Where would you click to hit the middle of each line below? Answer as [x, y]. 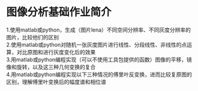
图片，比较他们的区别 [32, 37]
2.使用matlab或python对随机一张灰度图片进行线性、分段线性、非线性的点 [97, 45]
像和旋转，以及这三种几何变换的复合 [51, 67]
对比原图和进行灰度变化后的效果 [56, 52]
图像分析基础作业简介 [59, 12]
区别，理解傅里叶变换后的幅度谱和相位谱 [56, 81]
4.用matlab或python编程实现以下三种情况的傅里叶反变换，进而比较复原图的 [99, 74]
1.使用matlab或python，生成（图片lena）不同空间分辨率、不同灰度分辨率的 [98, 30]
